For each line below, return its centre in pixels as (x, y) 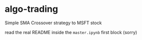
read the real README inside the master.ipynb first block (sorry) (71, 32)
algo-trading (31, 9)
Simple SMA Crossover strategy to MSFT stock (53, 23)
